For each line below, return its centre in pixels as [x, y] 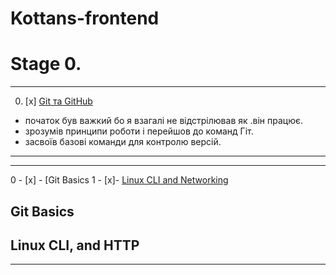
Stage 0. [46, 64]
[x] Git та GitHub [58, 101]
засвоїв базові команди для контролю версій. [123, 142]
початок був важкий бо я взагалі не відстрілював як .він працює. [164, 121]
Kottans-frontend [85, 18]
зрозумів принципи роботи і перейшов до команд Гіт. [139, 131]
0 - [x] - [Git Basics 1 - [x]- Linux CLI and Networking [119, 180]
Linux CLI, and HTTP [75, 245]
